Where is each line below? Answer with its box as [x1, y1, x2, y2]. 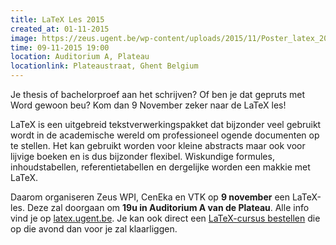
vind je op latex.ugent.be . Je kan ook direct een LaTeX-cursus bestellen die [10, 212, 321, 224]
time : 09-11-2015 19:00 [10, 42, 110, 53]
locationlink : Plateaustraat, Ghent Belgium [10, 61, 199, 71]
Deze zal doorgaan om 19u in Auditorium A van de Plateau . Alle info [26, 202, 310, 213]
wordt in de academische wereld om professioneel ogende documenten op [10, 129, 320, 141]
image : [10, 33, 38, 43]
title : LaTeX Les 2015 [10, 14, 105, 25]
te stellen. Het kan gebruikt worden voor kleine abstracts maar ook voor [10, 140, 306, 151]
